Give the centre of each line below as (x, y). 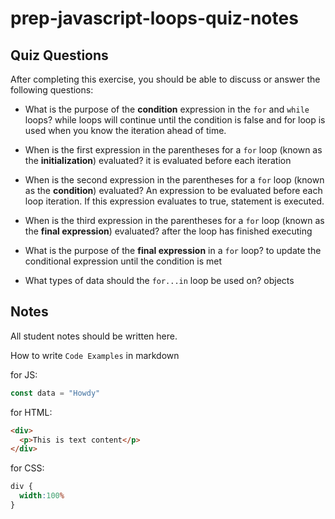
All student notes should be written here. (94, 336)
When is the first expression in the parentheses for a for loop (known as (173, 150)
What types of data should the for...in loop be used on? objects (159, 280)
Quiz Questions (59, 55)
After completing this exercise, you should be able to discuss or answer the (165, 79)
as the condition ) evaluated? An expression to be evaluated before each (173, 190)
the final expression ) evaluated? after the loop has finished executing (168, 231)
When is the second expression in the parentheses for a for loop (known (174, 180)
